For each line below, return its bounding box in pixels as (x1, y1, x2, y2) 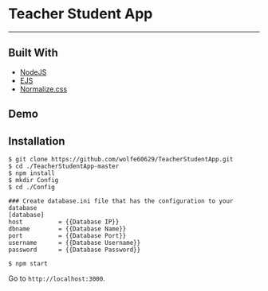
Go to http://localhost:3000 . (8, 274, 105, 283)
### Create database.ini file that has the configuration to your (8, 196, 234, 205)
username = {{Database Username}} (8, 239, 141, 246)
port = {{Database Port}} (8, 231, 127, 239)
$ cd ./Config (8, 183, 56, 191)
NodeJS (19, 67, 47, 76)
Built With (8, 46, 58, 60)
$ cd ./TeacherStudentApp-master (8, 162, 120, 170)
